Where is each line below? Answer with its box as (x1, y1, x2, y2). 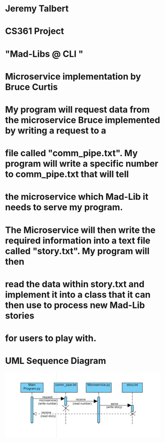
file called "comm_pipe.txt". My (5, 148, 138, 159)
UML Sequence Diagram (5, 355, 106, 366)
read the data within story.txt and (5, 278, 145, 290)
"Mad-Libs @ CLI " (5, 48, 84, 59)
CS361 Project (5, 26, 65, 37)
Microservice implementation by (5, 71, 141, 82)
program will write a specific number (5, 158, 159, 170)
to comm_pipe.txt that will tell (5, 169, 129, 180)
